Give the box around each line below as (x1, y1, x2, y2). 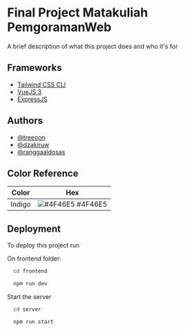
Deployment (7, 223, 61, 234)
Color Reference (7, 167, 79, 179)
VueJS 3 (17, 87, 42, 96)
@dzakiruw (17, 140, 50, 148)
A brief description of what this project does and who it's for (7, 42, 178, 50)
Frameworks (7, 62, 63, 74)
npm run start (13, 318, 54, 325)
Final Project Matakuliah (7, 5, 149, 21)
